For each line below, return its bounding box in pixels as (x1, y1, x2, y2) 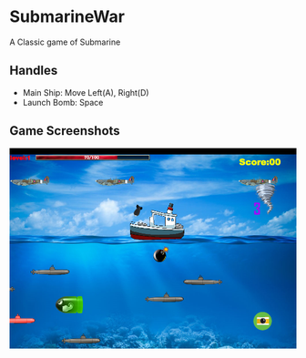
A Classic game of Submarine (9, 36, 121, 47)
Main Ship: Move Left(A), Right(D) (22, 87, 149, 97)
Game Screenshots (9, 123, 120, 138)
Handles (9, 63, 58, 78)
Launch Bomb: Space (22, 97, 104, 107)
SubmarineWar (9, 6, 126, 27)
